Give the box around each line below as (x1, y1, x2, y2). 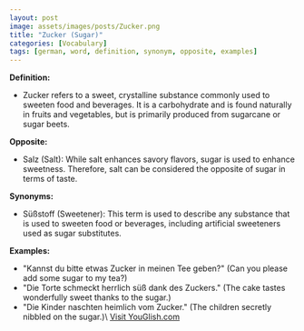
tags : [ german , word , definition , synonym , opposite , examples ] (9, 47, 258, 56)
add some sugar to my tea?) (22, 273, 128, 284)
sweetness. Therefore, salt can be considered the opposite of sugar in (22, 164, 286, 175)
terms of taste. (22, 174, 78, 185)
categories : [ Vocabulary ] (9, 38, 107, 48)
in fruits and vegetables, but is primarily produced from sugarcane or (22, 109, 281, 120)
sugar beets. (22, 119, 70, 130)
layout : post (9, 13, 59, 23)
